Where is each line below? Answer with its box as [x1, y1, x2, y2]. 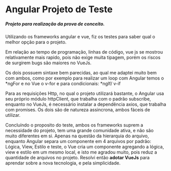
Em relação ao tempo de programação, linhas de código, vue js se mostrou [5, 49, 163, 55]
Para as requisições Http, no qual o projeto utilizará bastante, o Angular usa [5, 90, 164, 96]
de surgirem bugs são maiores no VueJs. [5, 60, 92, 66]
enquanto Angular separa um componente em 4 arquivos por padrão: [5, 138, 152, 144]
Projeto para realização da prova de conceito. [5, 20, 105, 27]
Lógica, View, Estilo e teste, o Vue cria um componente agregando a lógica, [5, 144, 164, 150]
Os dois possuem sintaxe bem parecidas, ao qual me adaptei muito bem [5, 70, 157, 76]
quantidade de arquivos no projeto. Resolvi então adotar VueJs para [5, 155, 150, 161]
